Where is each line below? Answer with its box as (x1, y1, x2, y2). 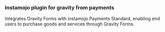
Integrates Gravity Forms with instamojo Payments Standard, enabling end (5, 16, 160, 22)
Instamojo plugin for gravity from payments (5, 4, 115, 11)
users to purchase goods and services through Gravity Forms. (5, 21, 135, 27)
